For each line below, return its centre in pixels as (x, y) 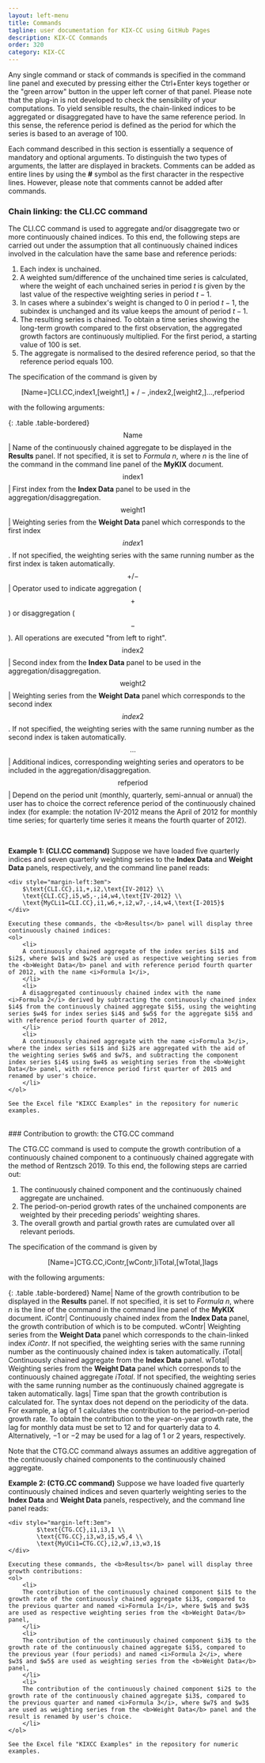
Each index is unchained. (60, 269)
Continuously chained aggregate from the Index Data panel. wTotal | (119, 1360)
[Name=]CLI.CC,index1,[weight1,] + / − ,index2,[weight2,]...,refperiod (133, 392)
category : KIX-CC (37, 52)
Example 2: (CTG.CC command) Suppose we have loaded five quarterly (127, 1483)
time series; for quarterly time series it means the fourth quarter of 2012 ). (127, 820)
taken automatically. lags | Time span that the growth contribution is (118, 1394)
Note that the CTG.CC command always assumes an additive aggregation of (132, 1451)
